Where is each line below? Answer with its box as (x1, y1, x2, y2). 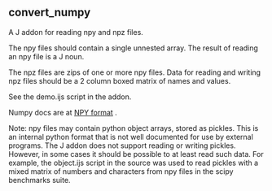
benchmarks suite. (8, 175, 71, 184)
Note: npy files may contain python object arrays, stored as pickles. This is (8, 123, 259, 132)
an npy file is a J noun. (8, 51, 85, 61)
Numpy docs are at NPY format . (8, 107, 118, 117)
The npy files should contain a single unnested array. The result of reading (8, 43, 259, 53)
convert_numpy (8, 6, 91, 20)
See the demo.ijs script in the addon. (8, 92, 132, 102)
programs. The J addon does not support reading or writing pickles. (8, 141, 236, 150)
